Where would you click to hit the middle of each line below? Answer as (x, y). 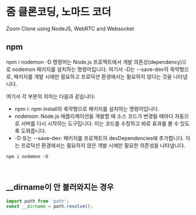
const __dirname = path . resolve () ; (50, 207)
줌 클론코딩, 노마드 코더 (59, 12)
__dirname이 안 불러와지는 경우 (60, 187)
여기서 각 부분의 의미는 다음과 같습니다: (51, 96)
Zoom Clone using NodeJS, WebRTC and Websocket (70, 28)
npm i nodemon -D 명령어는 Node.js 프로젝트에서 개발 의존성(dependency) (94, 62)
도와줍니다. (34, 131)
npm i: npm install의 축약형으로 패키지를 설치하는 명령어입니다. (87, 108)
